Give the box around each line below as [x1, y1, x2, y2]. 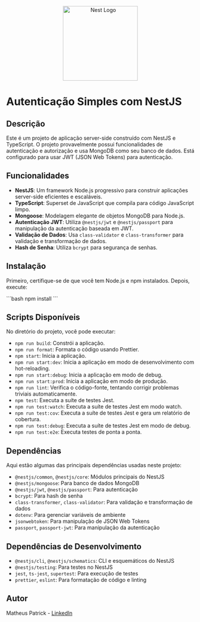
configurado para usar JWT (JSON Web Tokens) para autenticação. [6, 154, 173, 161]
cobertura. [14, 416, 41, 423]
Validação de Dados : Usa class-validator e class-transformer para [14, 231, 184, 238]
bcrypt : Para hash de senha [14, 492, 83, 500]
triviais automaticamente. [14, 390, 78, 397]
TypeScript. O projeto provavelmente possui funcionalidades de [6, 141, 163, 148]
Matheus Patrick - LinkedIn [6, 609, 73, 617]
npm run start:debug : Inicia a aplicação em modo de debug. [14, 371, 163, 379]
